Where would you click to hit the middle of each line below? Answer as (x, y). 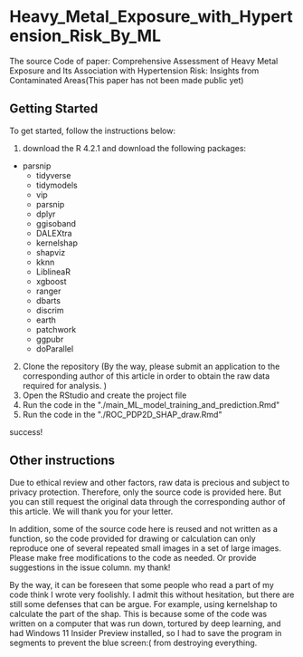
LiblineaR (53, 271)
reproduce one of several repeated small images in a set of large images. (146, 548)
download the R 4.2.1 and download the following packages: (134, 148)
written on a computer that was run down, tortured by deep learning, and (146, 623)
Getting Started (54, 109)
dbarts (48, 300)
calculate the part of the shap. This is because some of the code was (138, 614)
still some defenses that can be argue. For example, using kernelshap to (143, 604)
